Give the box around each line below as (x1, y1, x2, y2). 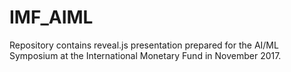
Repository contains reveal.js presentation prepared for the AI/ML (9, 39, 279, 51)
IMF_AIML (9, 6, 94, 29)
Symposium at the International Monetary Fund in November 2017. (9, 49, 282, 61)
